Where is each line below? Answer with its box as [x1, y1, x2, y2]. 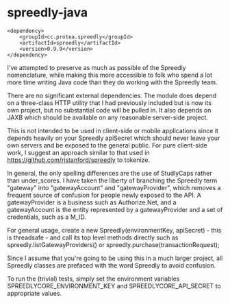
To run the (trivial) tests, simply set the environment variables [7, 274, 180, 283]
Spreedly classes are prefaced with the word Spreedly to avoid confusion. [7, 261, 216, 269]
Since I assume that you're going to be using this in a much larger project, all [7, 254, 223, 262]
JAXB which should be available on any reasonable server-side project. [7, 113, 209, 121]
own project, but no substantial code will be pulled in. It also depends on [7, 106, 212, 114]
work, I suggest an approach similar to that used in [7, 148, 150, 156]
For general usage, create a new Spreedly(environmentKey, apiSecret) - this [7, 226, 222, 234]
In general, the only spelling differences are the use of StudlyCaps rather [7, 169, 212, 177]
